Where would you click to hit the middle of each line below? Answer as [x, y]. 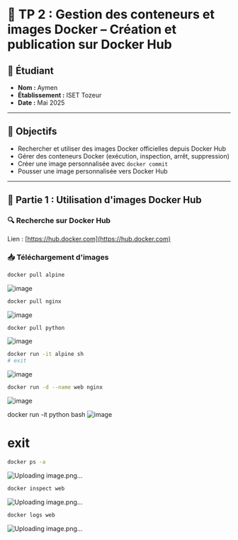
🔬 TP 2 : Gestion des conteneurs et [111, 15]
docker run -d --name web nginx [55, 387]
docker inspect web [36, 488]
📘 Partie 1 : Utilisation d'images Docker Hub [104, 200]
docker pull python [36, 328]
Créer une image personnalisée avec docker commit [93, 163]
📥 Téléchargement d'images [58, 258]
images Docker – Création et [92, 29]
